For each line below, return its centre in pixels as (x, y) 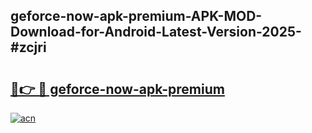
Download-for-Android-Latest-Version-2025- (156, 32)
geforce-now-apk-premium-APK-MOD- (136, 16)
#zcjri (28, 47)
